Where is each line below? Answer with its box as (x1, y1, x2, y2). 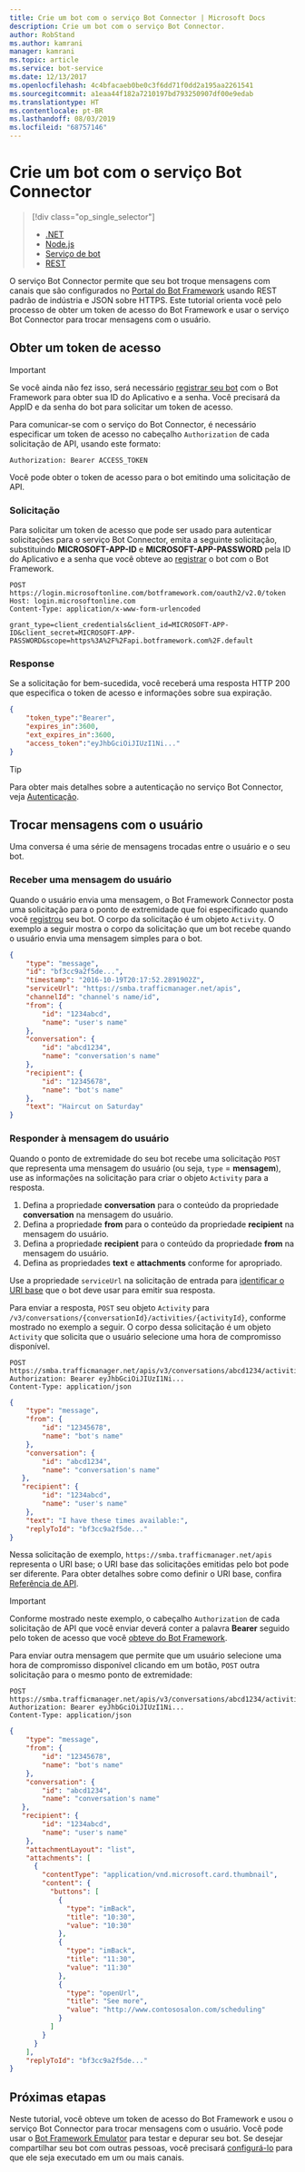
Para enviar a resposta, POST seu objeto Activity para (9, 1302, 211, 1312)
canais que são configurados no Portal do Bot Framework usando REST (9, 285, 278, 296)
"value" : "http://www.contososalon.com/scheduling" (66, 2005, 266, 2015)
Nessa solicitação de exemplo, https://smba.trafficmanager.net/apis (9, 1549, 272, 1560)
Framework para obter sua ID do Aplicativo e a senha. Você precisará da (9, 391, 280, 402)
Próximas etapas (9, 2089, 106, 2105)
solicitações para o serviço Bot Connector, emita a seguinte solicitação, (9, 535, 278, 545)
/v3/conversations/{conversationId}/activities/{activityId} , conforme (9, 1312, 286, 1322)
